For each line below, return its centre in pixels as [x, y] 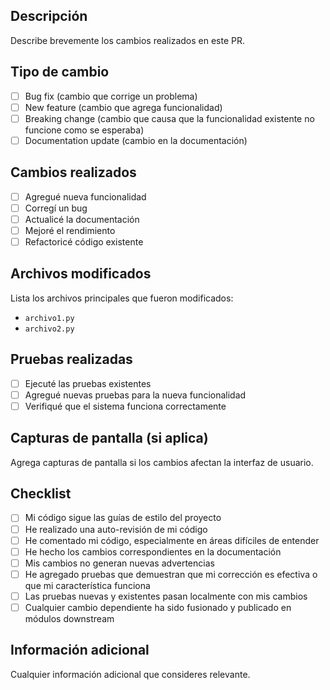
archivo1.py [49, 318]
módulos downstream [69, 618]
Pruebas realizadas [71, 359]
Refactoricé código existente [84, 241]
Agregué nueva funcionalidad [85, 196]
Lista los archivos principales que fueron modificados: [122, 298]
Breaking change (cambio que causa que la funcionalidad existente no [169, 118]
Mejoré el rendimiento [70, 230]
